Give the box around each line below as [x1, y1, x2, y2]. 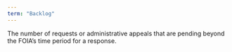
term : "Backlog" [7, 10, 55, 17]
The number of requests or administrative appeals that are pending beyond [7, 29, 225, 37]
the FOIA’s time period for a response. [7, 36, 117, 45]
